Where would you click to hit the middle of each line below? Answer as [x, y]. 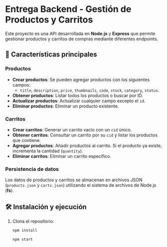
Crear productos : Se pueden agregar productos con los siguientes [81, 79]
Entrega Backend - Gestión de [68, 9]
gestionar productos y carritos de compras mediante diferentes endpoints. [82, 39]
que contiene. [27, 140]
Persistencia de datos [32, 169]
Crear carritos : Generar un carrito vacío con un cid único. [72, 129]
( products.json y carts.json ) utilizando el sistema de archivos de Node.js [81, 185]
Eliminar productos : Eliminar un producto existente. [66, 106]
